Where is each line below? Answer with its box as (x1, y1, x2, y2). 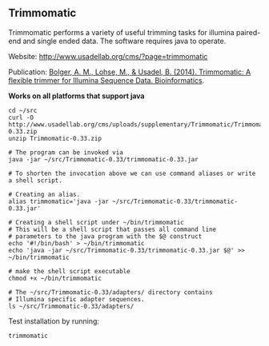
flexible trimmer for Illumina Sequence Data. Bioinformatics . (8, 75, 205, 85)
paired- (235, 27, 261, 37)
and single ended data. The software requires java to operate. (22, 36, 227, 46)
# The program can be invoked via (8, 148, 124, 157)
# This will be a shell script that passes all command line (8, 225, 217, 233)
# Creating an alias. (8, 190, 81, 198)
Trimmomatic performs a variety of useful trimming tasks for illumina (8, 27, 235, 37)
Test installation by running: (8, 316, 100, 326)
